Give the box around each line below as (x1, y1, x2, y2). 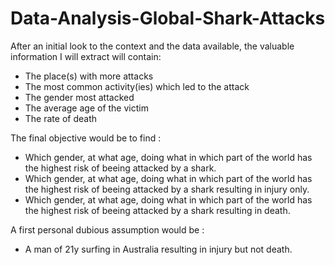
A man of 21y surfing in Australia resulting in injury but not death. (24, 243, 293, 255)
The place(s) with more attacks (24, 70, 154, 82)
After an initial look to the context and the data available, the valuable (10, 40, 295, 52)
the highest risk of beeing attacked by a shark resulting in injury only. (24, 183, 310, 195)
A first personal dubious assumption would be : (10, 223, 205, 236)
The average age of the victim (24, 102, 149, 114)
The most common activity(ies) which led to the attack (24, 80, 250, 92)
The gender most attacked (24, 91, 135, 103)
